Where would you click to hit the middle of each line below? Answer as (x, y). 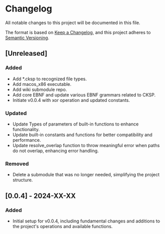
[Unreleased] (26, 53)
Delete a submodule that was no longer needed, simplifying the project (86, 175)
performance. (27, 140)
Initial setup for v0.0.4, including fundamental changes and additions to (86, 221)
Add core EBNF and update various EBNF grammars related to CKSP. (84, 95)
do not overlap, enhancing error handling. (56, 151)
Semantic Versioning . (27, 38)
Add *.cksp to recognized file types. (50, 79)
